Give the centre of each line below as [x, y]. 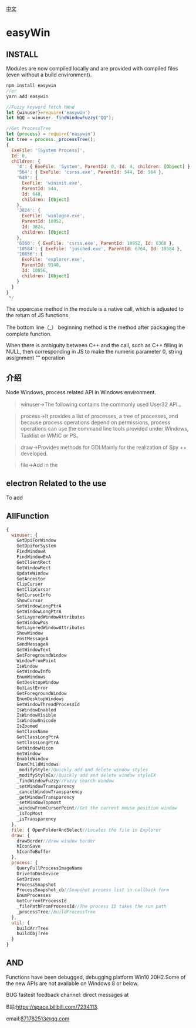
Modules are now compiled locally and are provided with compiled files [92, 68]
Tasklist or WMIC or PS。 [51, 436]
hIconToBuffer [34, 852]
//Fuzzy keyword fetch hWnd [40, 107]
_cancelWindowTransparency [50, 792]
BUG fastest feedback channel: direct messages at [67, 995]
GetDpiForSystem [37, 546]
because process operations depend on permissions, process [95, 422]
